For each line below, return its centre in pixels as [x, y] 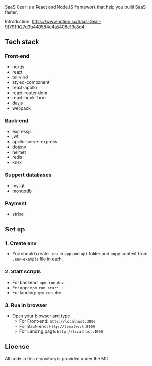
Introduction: [18, 22]
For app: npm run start [35, 288]
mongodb [22, 191]
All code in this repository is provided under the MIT [57, 358]
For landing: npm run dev [37, 292]
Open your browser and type [41, 316]
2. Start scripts [23, 271]
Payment [16, 203]
